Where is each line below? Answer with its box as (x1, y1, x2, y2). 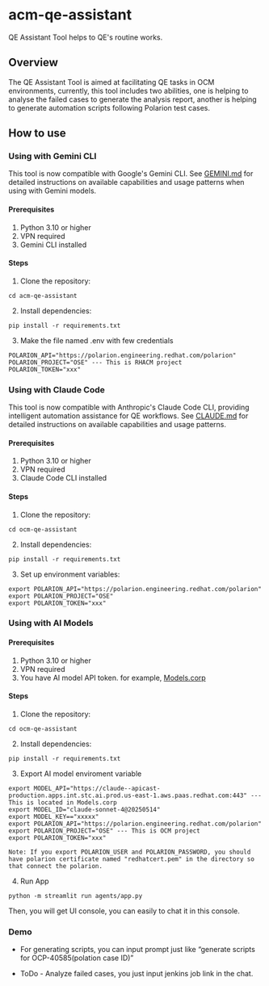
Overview (8, 56, 59, 69)
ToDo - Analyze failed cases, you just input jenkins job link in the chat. (19, 969, 254, 979)
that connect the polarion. (8, 862, 103, 870)
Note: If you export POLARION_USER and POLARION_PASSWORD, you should (8, 848, 251, 856)
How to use (8, 127, 66, 141)
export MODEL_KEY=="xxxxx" (8, 812, 99, 820)
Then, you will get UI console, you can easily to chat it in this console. (8, 906, 241, 916)
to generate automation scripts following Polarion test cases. (8, 103, 210, 112)
